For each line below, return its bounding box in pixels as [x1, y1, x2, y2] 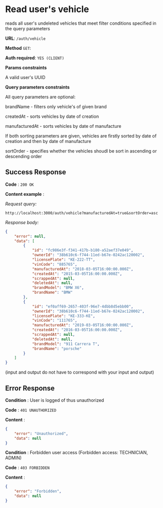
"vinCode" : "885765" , [32, 262, 78, 267]
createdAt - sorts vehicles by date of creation [5, 113, 99, 119]
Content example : [5, 191, 45, 197]
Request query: [5, 200, 37, 207]
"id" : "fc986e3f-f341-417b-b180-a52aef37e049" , [32, 248, 134, 253]
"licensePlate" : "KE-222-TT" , [32, 257, 95, 262]
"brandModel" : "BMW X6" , [32, 285, 84, 291]
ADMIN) [5, 455, 22, 461]
